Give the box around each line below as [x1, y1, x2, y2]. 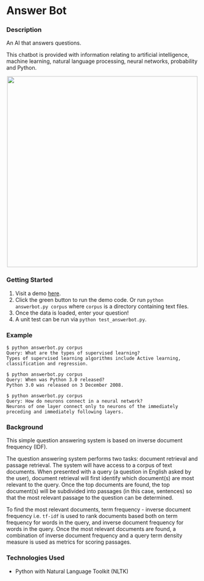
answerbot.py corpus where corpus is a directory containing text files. [15, 302, 189, 310]
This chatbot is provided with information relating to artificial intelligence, [6, 51, 189, 59]
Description [6, 26, 42, 34]
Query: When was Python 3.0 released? [6, 377, 105, 383]
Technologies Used [6, 554, 65, 562]
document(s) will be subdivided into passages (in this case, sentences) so [6, 488, 192, 495]
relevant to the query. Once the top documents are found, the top [6, 481, 171, 489]
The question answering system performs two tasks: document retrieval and [6, 455, 198, 462]
